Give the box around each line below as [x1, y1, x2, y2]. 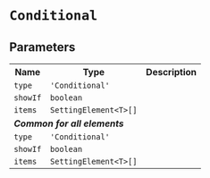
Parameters [9, 39, 76, 55]
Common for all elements [13, 117, 124, 130]
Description [146, 66, 197, 78]
